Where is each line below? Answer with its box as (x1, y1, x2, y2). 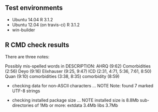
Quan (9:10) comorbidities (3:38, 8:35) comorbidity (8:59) (5, 73, 120, 79)
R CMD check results (5, 41, 70, 49)
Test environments (5, 4, 63, 12)
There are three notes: (5, 54, 50, 59)
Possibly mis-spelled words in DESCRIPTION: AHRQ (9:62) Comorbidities (5, 63, 151, 69)
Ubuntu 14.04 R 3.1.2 (12, 16, 53, 22)
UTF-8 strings (12, 88, 40, 94)
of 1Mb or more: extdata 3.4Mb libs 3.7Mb (34, 102, 118, 108)
